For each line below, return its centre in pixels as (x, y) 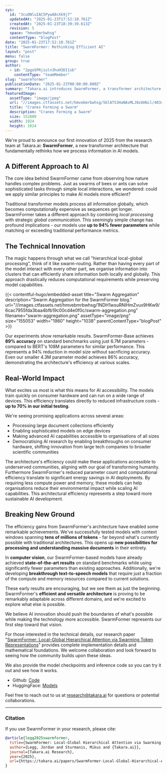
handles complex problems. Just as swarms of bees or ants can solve (77, 184)
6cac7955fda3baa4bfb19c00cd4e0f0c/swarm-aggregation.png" (72, 311)
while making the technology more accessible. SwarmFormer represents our (83, 619)
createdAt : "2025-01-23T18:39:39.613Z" (51, 24)
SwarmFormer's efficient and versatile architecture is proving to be (75, 593)
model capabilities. (24, 285)
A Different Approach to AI (47, 166)
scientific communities (35, 452)
